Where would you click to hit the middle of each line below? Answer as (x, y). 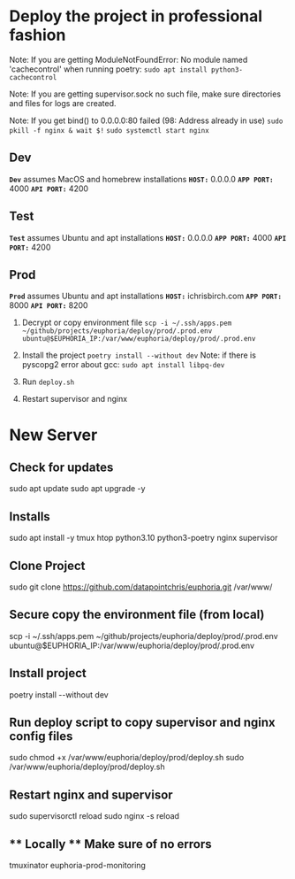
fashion (38, 35)
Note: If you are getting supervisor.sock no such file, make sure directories (145, 94)
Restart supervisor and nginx (75, 399)
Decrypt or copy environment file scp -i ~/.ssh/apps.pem (127, 323)
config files (41, 736)
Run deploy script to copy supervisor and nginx (142, 723)
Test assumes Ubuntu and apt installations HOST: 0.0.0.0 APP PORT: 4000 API (148, 237)
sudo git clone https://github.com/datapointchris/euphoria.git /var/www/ (141, 587)
